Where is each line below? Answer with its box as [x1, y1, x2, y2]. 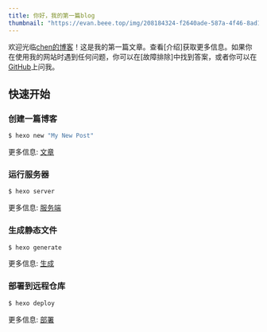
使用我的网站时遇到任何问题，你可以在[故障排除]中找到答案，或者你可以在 [14, 52, 257, 61]
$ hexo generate [8, 244, 62, 252]
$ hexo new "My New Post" [8, 132, 94, 140]
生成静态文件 [8, 225, 58, 236]
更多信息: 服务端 [8, 203, 61, 213]
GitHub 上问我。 [8, 61, 60, 72]
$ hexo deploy [8, 299, 56, 307]
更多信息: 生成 [8, 259, 54, 268]
